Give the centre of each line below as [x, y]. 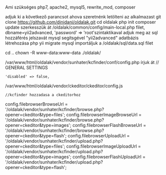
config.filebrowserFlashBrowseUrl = [109, 125]
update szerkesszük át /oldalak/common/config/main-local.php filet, [75, 27]
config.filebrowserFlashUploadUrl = [109, 157]
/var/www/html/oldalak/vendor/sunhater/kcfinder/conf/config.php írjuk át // [82, 62]
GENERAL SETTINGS [27, 67]
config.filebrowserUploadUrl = [99, 136]
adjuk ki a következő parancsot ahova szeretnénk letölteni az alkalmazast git [83, 17]
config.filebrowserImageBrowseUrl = [104, 115]
